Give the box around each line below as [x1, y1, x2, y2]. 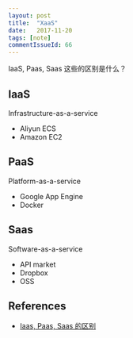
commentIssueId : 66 [8, 41, 73, 49]
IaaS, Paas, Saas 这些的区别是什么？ [8, 64, 127, 74]
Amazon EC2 [19, 132, 63, 141]
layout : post [8, 11, 51, 20]
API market [19, 259, 56, 269]
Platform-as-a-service [8, 176, 82, 186]
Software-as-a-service [8, 244, 83, 254]
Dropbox [19, 267, 49, 278]
